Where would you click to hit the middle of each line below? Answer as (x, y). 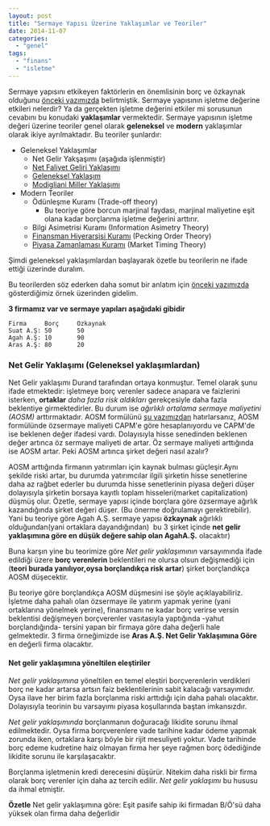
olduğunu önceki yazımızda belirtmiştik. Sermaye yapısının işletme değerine (134, 100)
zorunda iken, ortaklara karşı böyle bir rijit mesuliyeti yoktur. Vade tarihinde (132, 740)
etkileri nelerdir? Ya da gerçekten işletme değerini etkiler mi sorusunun (125, 108)
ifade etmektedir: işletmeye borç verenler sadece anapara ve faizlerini (124, 391)
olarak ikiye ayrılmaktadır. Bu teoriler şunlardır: (85, 134)
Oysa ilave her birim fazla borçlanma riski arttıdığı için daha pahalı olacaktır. (133, 698)
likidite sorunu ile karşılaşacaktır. (62, 756)
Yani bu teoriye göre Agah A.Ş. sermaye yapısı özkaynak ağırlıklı (116, 519)
